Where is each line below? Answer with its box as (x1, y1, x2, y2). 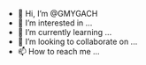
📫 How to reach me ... (17, 47, 100, 56)
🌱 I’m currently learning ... (17, 27, 112, 37)
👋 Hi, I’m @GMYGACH (17, 9, 98, 18)
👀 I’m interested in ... (17, 18, 93, 28)
